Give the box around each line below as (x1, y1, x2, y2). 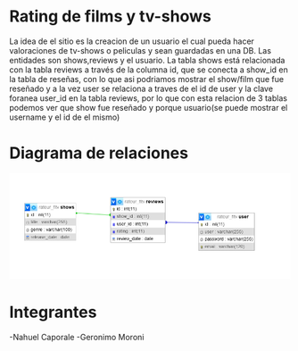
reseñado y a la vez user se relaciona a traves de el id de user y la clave (9, 83, 274, 94)
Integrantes (9, 302, 97, 322)
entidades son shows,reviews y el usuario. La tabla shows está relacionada (9, 54, 286, 65)
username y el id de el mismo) (9, 112, 120, 122)
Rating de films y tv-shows (9, 6, 212, 27)
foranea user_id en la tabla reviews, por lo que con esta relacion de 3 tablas (9, 92, 288, 104)
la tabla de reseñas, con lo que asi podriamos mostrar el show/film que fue (9, 73, 284, 84)
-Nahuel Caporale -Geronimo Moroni (9, 331, 145, 342)
